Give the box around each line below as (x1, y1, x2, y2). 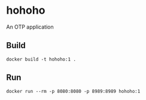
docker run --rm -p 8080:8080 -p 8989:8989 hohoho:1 (6, 88, 141, 94)
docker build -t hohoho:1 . (6, 56, 77, 62)
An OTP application (6, 23, 54, 30)
